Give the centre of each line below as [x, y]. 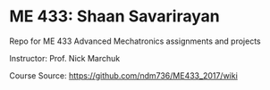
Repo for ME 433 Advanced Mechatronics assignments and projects [135, 41]
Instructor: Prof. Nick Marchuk [65, 58]
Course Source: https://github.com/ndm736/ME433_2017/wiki [124, 75]
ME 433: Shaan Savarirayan [115, 16]
